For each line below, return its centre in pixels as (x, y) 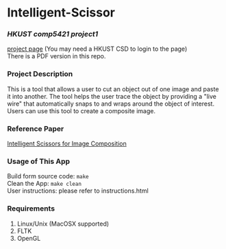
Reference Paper (36, 128)
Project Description (40, 74)
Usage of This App (39, 161)
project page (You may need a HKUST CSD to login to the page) (97, 49)
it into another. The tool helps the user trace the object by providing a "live (112, 96)
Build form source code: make (48, 176)
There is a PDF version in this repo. (56, 56)
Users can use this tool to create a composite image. (81, 110)
